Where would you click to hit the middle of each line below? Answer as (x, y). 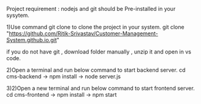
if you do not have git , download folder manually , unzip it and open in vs (99, 52)
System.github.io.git (32, 40)
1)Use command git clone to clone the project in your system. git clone (96, 27)
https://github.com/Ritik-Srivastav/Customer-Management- (83, 33)
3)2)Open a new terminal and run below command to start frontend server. (100, 88)
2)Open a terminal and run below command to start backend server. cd (96, 70)
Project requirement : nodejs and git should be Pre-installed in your (91, 9)
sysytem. (18, 15)
